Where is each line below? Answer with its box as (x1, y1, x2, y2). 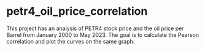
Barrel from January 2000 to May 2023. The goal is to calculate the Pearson (6, 31, 199, 38)
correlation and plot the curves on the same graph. (6, 37, 135, 45)
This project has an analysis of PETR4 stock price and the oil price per (6, 25, 184, 32)
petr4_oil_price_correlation (6, 4, 148, 18)
